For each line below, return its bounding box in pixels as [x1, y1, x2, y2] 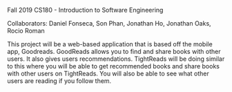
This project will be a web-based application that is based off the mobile [7, 40, 213, 48]
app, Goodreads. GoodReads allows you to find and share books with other [7, 48, 221, 55]
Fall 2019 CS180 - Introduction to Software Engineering [7, 6, 164, 14]
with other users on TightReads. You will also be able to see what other [7, 69, 209, 77]
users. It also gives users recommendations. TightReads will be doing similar [7, 55, 225, 63]
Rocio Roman [7, 27, 45, 35]
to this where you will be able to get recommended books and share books [7, 62, 220, 70]
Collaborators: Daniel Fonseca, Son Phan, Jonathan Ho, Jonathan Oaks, [7, 19, 212, 27]
